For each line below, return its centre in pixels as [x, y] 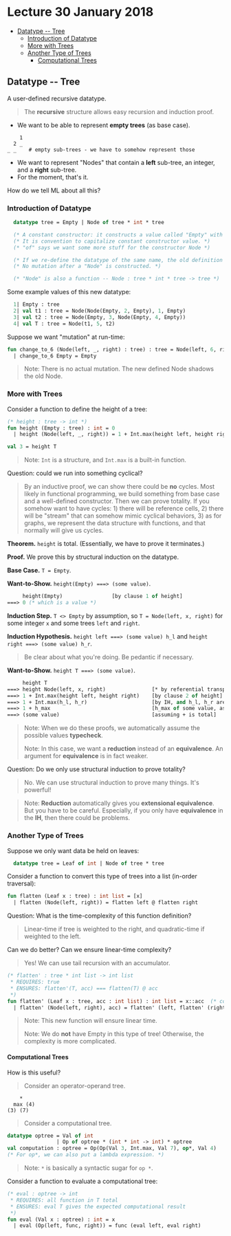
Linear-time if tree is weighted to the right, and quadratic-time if [114, 929]
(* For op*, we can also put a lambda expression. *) [86, 1155]
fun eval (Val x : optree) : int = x [61, 1220]
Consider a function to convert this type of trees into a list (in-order [102, 876]
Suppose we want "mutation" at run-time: [66, 337]
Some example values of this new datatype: [69, 292]
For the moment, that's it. [53, 177]
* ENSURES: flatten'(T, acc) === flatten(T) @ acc [84, 988]
